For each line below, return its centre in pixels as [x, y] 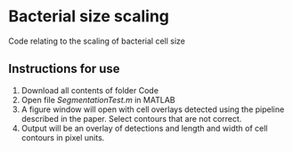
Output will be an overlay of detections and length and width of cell [144, 128]
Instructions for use [65, 69]
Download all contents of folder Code [90, 90]
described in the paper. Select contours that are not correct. [131, 118]
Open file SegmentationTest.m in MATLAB [98, 100]
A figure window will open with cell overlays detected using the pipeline [153, 109]
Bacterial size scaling [89, 16]
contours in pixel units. [63, 137]
